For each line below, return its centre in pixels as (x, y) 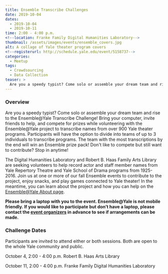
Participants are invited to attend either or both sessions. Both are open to (81, 241)
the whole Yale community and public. (44, 246)
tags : (11, 66)
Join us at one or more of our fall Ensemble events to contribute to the (89, 175)
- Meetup (19, 61)
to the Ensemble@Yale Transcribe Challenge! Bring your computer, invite (80, 118)
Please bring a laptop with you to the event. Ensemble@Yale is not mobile (83, 201)
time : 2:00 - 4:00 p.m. (30, 33)
